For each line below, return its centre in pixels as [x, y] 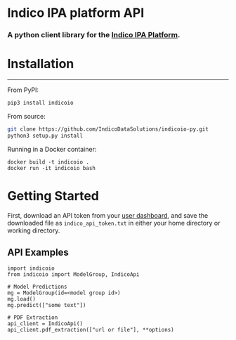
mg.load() [22, 299]
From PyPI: [23, 90]
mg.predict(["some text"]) [47, 306]
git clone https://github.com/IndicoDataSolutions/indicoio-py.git [108, 129]
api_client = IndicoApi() [45, 324]
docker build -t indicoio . [48, 162]
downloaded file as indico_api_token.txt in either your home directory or [114, 223]
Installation [41, 64]
